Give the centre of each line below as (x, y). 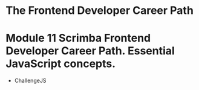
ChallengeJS (30, 81)
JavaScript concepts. (61, 64)
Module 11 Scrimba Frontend (78, 38)
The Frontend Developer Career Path (100, 11)
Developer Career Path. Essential (90, 51)
